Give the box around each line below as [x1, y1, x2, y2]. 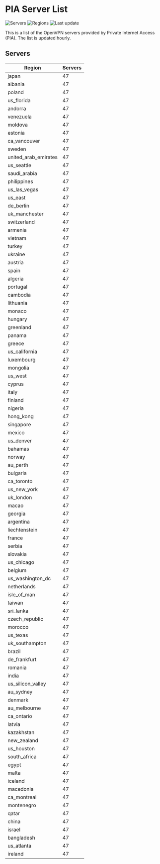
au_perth [7, 461, 28, 468]
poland [7, 89, 24, 96]
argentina [7, 518, 30, 525]
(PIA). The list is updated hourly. [5, 35, 71, 41]
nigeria [7, 405, 24, 412]
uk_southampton [7, 640, 47, 647]
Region [24, 64, 41, 71]
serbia [7, 542, 22, 549]
